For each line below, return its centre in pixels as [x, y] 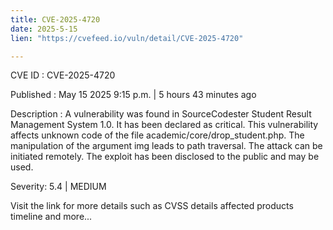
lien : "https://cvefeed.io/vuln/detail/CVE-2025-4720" [127, 38]
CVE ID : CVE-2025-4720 [63, 75]
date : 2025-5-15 [44, 29]
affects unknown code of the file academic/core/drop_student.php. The [157, 135]
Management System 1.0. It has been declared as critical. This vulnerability [164, 125]
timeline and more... [51, 217]
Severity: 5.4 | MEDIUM [58, 187]
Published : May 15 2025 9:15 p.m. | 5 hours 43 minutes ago [133, 95]
